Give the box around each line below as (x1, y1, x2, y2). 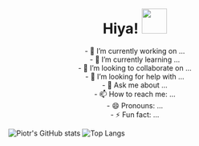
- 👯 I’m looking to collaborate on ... (77, 63, 193, 72)
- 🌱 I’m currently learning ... (89, 55, 181, 64)
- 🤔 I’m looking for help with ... (85, 71, 185, 81)
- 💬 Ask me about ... (101, 80, 169, 90)
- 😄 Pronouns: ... (107, 100, 163, 110)
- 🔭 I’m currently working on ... (84, 46, 185, 55)
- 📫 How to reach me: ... (93, 89, 177, 99)
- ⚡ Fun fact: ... (110, 109, 160, 120)
